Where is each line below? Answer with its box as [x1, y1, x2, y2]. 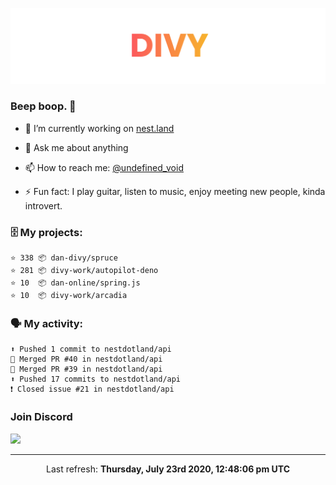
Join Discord [10, 410, 73, 424]
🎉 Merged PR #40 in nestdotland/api [10, 354, 163, 365]
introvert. [24, 199, 63, 212]
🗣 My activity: [10, 317, 84, 331]
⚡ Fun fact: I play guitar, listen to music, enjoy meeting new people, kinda [24, 185, 326, 197]
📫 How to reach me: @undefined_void [24, 161, 184, 173]
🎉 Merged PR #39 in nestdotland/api [10, 364, 163, 375]
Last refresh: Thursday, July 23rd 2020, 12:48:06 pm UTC [45, 463, 291, 475]
